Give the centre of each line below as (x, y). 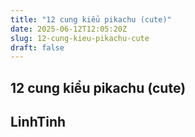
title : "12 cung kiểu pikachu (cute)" (91, 19)
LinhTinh (38, 122)
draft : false (37, 47)
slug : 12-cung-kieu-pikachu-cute (80, 38)
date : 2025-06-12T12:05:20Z (69, 29)
